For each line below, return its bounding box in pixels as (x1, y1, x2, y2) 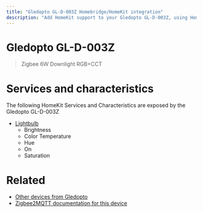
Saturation (24, 152, 50, 159)
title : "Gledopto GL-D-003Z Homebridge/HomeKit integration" (6, 8, 164, 15)
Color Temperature (24, 133, 71, 140)
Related (6, 173, 45, 187)
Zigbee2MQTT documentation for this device (14, 200, 127, 207)
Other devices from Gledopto (14, 193, 88, 200)
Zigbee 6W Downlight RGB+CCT (21, 61, 103, 68)
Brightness (24, 126, 51, 134)
